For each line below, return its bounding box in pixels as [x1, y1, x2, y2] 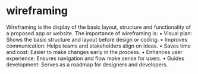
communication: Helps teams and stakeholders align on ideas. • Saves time [6, 42, 191, 49]
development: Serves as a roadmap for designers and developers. [6, 60, 168, 68]
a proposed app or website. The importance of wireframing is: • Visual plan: [6, 29, 193, 36]
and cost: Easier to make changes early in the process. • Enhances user [6, 48, 183, 55]
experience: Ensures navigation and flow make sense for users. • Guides [6, 55, 185, 62]
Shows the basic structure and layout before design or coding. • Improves [6, 36, 188, 43]
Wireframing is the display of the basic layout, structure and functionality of [6, 23, 191, 31]
